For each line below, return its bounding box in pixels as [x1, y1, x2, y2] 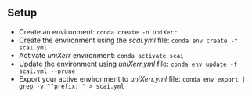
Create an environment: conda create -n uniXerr [18, 27, 178, 36]
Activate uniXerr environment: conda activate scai [18, 50, 185, 60]
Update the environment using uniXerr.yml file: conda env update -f [18, 59, 238, 68]
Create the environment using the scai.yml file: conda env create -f [18, 35, 238, 45]
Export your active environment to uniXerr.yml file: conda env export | [18, 74, 246, 83]
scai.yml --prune [18, 67, 76, 75]
